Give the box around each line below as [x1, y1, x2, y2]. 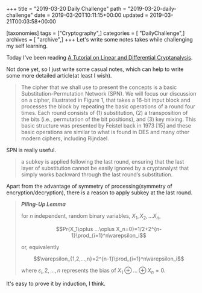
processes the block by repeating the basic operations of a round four [21, 103, 195, 110]
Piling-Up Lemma [21, 201, 66, 208]
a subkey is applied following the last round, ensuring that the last [21, 158, 185, 165]
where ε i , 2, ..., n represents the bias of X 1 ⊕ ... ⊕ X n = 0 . [21, 267, 166, 276]
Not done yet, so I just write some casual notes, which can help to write [6, 66, 184, 73]
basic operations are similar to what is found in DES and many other [21, 129, 190, 135]
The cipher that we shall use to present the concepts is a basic [21, 84, 177, 91]
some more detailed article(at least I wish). [6, 72, 112, 79]
